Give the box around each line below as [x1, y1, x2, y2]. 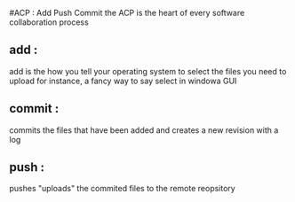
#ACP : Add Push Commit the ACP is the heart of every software [9, 8, 245, 18]
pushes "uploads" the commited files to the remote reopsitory [9, 183, 235, 194]
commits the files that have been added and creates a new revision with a [9, 124, 279, 136]
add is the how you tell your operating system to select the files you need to [9, 66, 287, 76]
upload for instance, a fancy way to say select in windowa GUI [9, 75, 237, 86]
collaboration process [9, 17, 89, 27]
